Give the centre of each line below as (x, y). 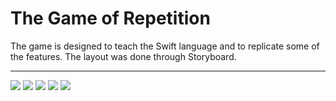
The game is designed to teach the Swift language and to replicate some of (165, 46)
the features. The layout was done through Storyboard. (123, 56)
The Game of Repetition (110, 18)
